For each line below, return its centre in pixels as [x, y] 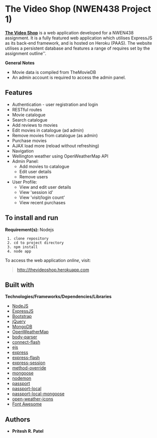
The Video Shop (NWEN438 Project [78, 9]
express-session [29, 363]
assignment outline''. [26, 53]
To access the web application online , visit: [48, 260]
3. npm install [22, 247]
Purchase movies [29, 140]
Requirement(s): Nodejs [30, 229]
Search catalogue [30, 120]
